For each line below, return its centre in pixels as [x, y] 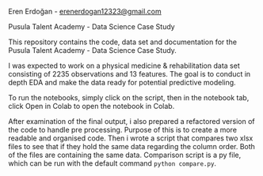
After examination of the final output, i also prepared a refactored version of [131, 121]
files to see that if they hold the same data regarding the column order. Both [132, 146]
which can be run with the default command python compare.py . [112, 163]
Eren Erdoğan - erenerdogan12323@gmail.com [85, 11]
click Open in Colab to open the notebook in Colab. [91, 106]
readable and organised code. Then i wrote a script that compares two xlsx [131, 138]
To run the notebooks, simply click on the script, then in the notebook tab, [129, 97]
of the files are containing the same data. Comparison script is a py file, [125, 155]
